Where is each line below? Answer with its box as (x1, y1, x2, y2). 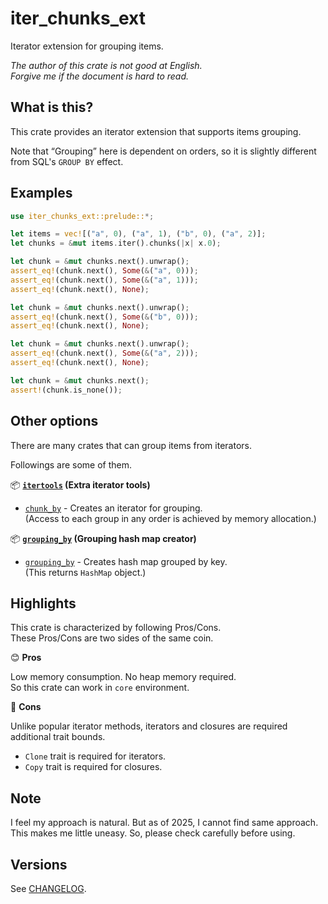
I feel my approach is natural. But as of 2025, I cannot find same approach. (10, 817, 319, 829)
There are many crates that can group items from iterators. (10, 439, 252, 451)
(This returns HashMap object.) (24, 566, 147, 578)
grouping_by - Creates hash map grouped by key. (24, 555, 228, 567)
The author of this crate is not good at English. (10, 59, 203, 71)
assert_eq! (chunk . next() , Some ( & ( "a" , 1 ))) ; (10, 275, 199, 285)
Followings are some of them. (10, 458, 133, 471)
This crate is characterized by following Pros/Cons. (10, 622, 222, 634)
